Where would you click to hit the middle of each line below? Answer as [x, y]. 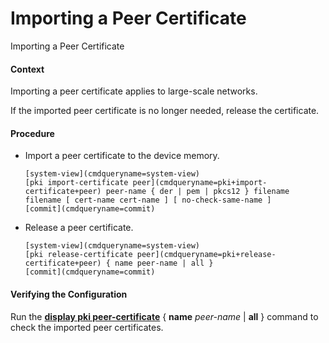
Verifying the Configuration [69, 294]
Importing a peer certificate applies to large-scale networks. [134, 91]
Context [27, 69]
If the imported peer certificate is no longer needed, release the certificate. [165, 111]
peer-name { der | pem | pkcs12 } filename [197, 192]
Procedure [32, 133]
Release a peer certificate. [79, 228]
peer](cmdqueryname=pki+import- [200, 183]
